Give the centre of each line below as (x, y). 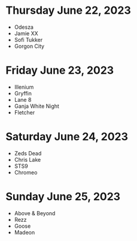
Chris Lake (28, 159)
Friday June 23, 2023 (60, 70)
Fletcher (25, 112)
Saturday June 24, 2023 (67, 137)
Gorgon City (29, 46)
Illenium (24, 87)
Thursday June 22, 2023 (68, 10)
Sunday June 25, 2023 (63, 197)
